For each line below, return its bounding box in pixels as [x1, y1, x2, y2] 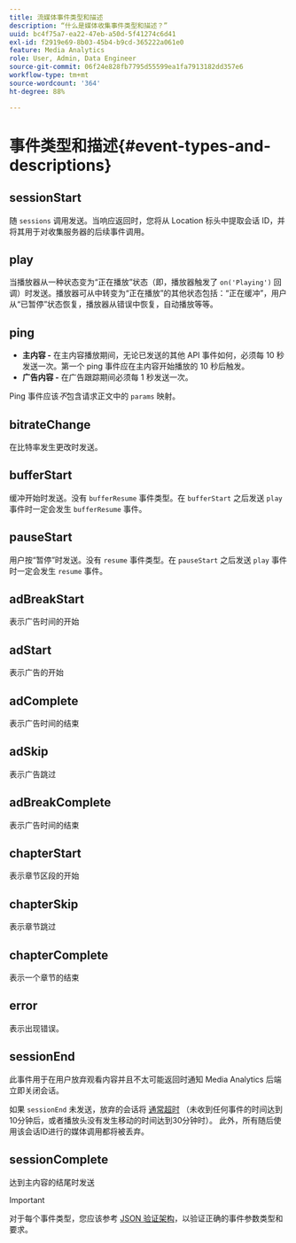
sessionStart [9, 190, 82, 206]
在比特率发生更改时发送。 [9, 441, 103, 452]
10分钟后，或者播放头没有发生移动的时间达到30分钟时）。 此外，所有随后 [9, 1115, 274, 1125]
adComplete [9, 693, 79, 709]
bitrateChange [9, 417, 91, 432]
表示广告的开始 [9, 667, 64, 678]
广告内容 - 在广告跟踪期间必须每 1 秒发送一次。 [21, 372, 193, 383]
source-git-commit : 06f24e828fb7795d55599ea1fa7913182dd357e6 [9, 63, 244, 72]
